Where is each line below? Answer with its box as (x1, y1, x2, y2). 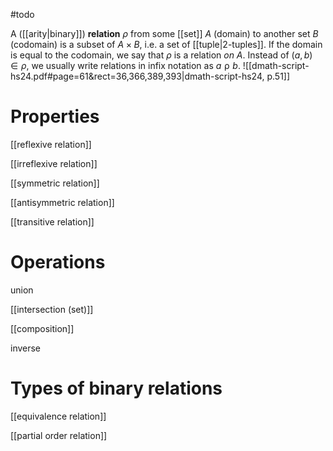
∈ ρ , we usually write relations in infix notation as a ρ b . (10, 60, 241, 71)
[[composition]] (10, 322, 75, 334)
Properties (10, 105, 100, 128)
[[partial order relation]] (10, 429, 108, 441)
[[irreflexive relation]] (10, 157, 98, 169)
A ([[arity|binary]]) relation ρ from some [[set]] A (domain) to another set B (10, 28, 319, 39)
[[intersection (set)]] (10, 303, 94, 315)
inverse (10, 342, 42, 354)
